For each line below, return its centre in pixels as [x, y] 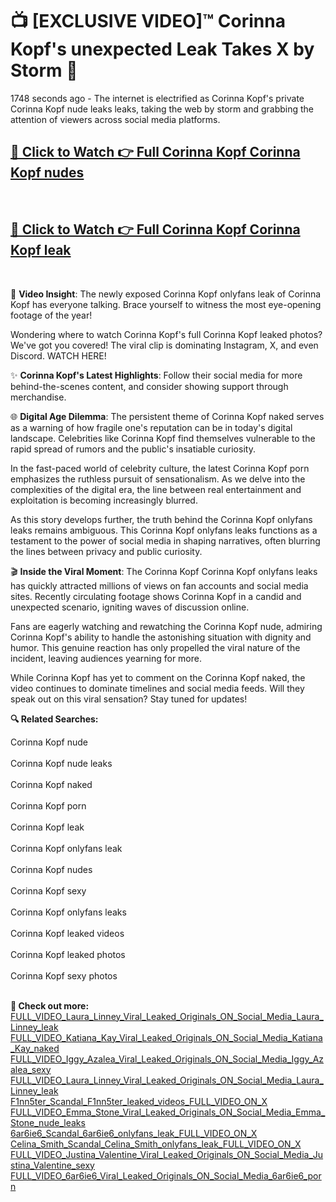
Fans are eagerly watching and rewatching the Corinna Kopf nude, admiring [166, 626]
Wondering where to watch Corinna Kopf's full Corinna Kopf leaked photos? [166, 334]
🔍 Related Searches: [54, 719]
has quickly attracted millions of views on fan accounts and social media [159, 585]
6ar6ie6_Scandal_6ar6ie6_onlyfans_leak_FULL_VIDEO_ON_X [134, 1133]
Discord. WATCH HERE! [58, 355]
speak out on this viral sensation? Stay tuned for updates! [129, 699]
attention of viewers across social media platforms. [115, 119]
